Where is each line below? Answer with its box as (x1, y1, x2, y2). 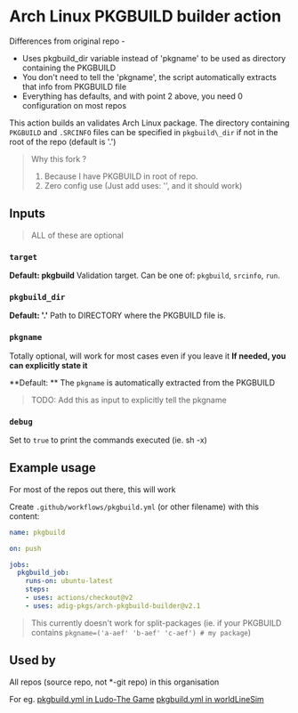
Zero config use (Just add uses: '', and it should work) (44, 180, 243, 190)
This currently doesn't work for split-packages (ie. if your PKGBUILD (30, 617, 282, 628)
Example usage (9, 460, 96, 475)
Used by (9, 652, 56, 668)
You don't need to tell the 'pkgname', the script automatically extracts (21, 71, 278, 82)
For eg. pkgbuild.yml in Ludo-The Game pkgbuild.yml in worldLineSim (9, 693, 264, 704)
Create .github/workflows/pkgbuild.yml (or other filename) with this (9, 501, 260, 512)
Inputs (9, 207, 46, 222)
